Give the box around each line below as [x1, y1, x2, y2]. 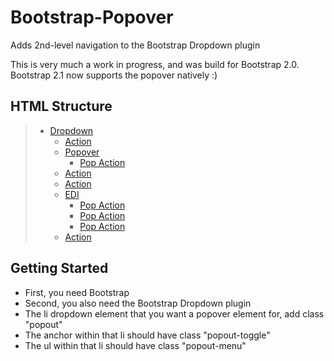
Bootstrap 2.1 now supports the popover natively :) [10, 69, 218, 81]
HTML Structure [10, 98, 113, 115]
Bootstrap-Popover [10, 6, 174, 29]
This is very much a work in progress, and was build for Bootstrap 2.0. [10, 58, 300, 70]
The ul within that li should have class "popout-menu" [24, 339, 247, 351]
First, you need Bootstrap [24, 286, 130, 298]
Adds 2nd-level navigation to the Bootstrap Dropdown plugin [10, 39, 261, 51]
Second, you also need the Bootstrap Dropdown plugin [24, 297, 252, 309]
